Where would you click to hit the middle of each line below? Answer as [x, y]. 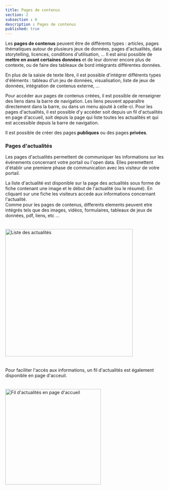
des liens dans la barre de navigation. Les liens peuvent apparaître [75, 101]
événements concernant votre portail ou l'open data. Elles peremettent [79, 162]
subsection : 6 [21, 19]
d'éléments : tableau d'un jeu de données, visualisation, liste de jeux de [80, 81]
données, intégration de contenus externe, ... [52, 86]
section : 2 [17, 15]
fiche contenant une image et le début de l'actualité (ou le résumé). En [79, 189]
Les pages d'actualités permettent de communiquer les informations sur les [84, 157]
